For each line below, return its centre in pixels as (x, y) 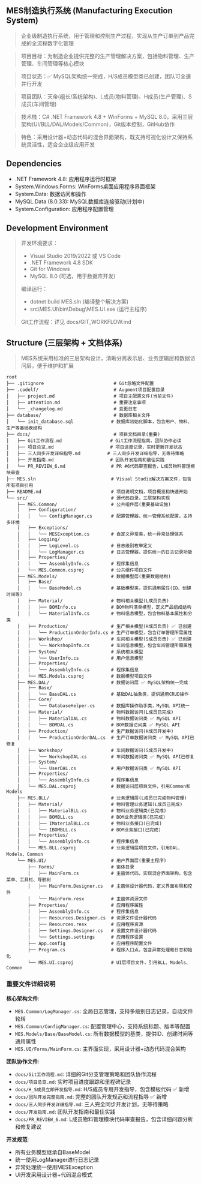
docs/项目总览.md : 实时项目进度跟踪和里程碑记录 (73, 1081)
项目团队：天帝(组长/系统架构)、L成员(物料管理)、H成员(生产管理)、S (106, 96)
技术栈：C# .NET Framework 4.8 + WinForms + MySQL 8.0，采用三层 (107, 116)
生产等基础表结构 (24, 428)
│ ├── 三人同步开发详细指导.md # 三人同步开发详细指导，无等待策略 (95, 454)
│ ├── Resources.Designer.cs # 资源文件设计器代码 (92, 918)
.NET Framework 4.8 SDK (61, 263)
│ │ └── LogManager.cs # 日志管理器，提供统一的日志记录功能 (105, 552)
